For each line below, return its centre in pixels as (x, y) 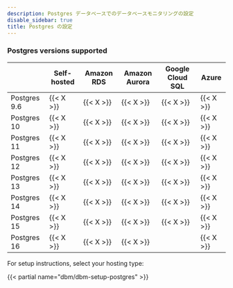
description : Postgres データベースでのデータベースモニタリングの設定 (101, 14)
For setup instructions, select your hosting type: (76, 263)
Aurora (138, 82)
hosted (63, 82)
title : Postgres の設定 (40, 26)
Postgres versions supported (57, 51)
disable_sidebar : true (40, 20)
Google (178, 69)
